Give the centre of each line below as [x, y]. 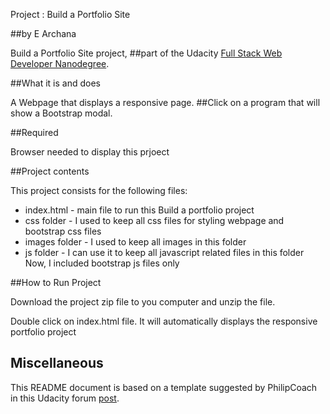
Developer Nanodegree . [60, 63]
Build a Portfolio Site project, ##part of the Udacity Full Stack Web [146, 53]
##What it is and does [55, 83]
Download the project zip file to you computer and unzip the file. [143, 302]
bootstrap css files [63, 231]
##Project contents [50, 171]
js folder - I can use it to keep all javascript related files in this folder [164, 252]
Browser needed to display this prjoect [90, 152]
